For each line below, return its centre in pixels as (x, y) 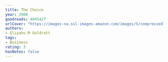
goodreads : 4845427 (26, 19)
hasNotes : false (22, 51)
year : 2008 (17, 14)
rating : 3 (16, 47)
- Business (17, 42)
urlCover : (16, 24)
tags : (11, 38)
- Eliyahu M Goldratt (28, 33)
